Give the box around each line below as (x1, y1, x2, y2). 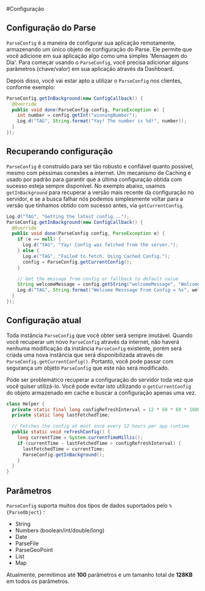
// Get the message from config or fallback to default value (17, 275, 179, 282)
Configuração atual (6, 315, 81, 326)
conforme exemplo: (6, 83, 56, 91)
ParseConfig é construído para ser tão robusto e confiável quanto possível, (6, 162, 194, 170)
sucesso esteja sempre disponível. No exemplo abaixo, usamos (6, 182, 166, 189)
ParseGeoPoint (15, 546, 53, 553)
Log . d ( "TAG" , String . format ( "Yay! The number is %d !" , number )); (17, 118, 187, 124)
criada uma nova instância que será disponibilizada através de (6, 351, 163, 359)
